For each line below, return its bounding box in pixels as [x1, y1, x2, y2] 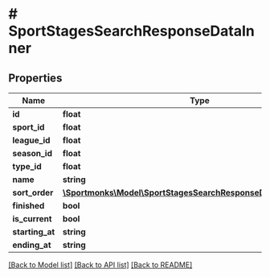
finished [12, 201, 45, 211]
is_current [12, 213, 52, 224]
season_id [12, 148, 52, 159]
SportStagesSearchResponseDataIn [8, 22, 255, 40]
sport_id [12, 122, 45, 133]
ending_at [12, 239, 51, 250]
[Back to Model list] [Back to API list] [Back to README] [8, 260, 193, 270]
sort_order [12, 187, 54, 198]
